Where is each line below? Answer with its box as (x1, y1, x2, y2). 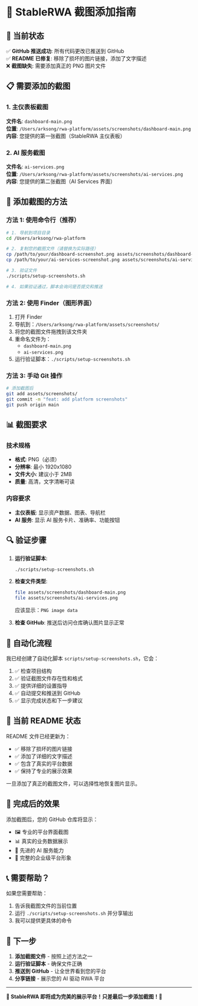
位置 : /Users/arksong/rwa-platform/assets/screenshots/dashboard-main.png (6, 125, 192, 132)
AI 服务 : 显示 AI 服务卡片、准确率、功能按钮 (14, 516, 120, 523)
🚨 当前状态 (6, 31, 44, 41)
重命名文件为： (14, 335, 51, 343)
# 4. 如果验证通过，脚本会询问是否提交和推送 (6, 284, 103, 289)
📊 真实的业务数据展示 (14, 837, 68, 845)
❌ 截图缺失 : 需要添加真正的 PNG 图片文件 (6, 63, 106, 69)
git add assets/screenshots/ (6, 391, 78, 397)
